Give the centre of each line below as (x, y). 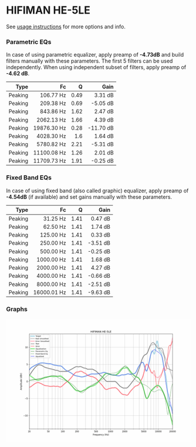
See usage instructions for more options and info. (66, 27)
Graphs (17, 309)
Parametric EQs (29, 42)
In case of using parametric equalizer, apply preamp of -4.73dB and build (95, 55)
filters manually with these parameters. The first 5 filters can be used (89, 61)
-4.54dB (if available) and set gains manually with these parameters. (89, 197)
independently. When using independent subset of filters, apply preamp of (96, 67)
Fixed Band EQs (29, 178)
